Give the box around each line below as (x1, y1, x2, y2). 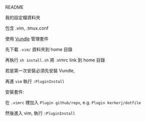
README (5, 4, 24, 10)
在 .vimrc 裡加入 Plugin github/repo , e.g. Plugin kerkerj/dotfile (5, 99, 141, 105)
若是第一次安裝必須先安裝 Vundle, (5, 67, 75, 73)
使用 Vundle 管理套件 (5, 36, 49, 41)
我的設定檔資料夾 (5, 14, 40, 20)
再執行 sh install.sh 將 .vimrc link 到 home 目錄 (5, 57, 105, 63)
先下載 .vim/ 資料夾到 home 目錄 (5, 46, 72, 52)
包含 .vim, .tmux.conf (5, 25, 49, 31)
